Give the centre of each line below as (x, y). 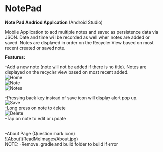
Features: (15, 57)
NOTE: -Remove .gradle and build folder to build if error (62, 144)
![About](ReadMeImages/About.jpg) (42, 139)
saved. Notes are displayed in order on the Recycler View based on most (79, 42)
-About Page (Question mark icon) (40, 133)
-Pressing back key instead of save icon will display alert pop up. (71, 98)
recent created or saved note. (35, 48)
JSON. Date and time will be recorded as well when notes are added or (78, 37)
